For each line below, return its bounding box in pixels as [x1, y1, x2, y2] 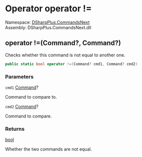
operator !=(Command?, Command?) [5, 39, 121, 47]
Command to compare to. [5, 94, 57, 100]
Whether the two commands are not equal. [5, 146, 92, 152]
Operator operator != [5, 3, 92, 14]
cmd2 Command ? [5, 103, 38, 109]
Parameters [5, 73, 34, 80]
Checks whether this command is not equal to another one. [5, 52, 126, 58]
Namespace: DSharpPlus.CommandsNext [5, 19, 90, 25]
